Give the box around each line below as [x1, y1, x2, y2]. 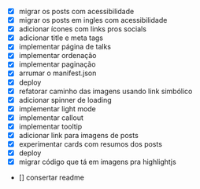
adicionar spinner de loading [18, 95, 112, 104]
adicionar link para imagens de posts [18, 130, 139, 140]
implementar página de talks [18, 42, 112, 52]
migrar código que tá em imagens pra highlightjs [18, 157, 176, 167]
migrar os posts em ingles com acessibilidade [18, 16, 168, 25]
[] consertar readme [18, 173, 84, 183]
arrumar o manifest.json [18, 68, 97, 78]
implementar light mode [18, 104, 96, 113]
